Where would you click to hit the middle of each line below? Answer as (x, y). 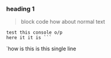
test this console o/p (34, 33)
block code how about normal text (63, 22)
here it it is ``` (29, 38)
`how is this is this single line (41, 49)
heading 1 (20, 9)
